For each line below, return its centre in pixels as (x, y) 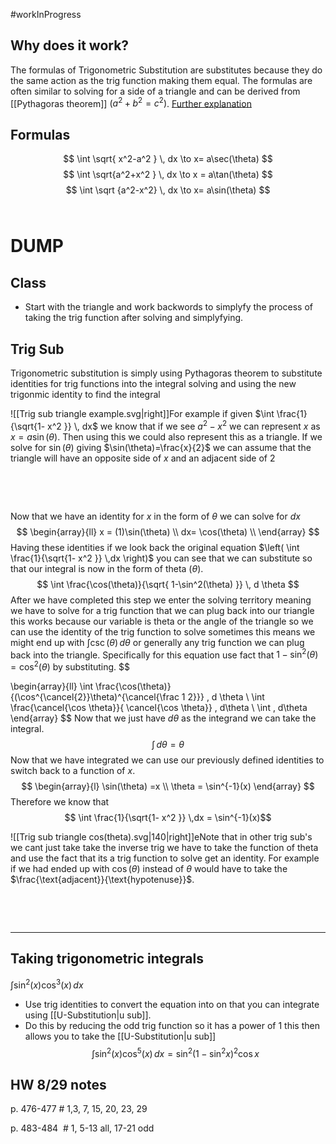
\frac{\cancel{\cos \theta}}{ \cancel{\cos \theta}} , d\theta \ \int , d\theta (159, 708)
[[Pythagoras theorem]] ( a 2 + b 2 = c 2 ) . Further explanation (131, 102)
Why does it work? (70, 45)
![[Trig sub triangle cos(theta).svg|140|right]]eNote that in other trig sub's (161, 837)
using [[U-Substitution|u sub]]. (88, 1015)
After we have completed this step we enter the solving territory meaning (161, 600)
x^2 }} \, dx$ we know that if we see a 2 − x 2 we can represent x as (184, 425)
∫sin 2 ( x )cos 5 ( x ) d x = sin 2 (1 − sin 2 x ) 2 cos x (175, 1052)
